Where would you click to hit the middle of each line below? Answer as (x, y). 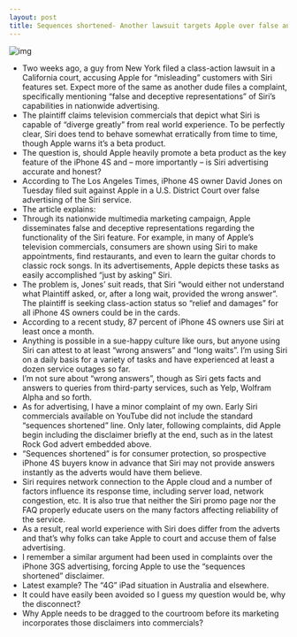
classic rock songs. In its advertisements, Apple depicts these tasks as (151, 265)
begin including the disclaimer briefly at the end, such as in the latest (148, 434)
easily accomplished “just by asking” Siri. (97, 274)
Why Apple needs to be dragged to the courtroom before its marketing (150, 613)
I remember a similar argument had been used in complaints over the (147, 556)
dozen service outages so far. (76, 369)
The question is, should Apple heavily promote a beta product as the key (154, 152)
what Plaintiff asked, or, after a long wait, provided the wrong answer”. (150, 294)
